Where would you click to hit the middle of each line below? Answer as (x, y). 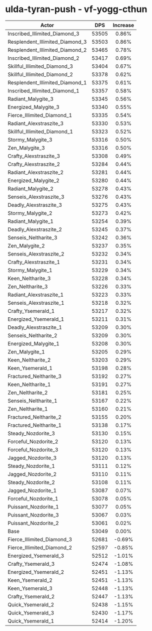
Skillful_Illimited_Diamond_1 (40, 132)
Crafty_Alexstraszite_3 (34, 156)
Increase (123, 25)
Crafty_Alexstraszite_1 (34, 262)
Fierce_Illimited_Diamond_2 (40, 547)
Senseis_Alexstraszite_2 (36, 254)
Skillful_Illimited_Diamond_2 (40, 74)
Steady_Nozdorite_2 (31, 482)
